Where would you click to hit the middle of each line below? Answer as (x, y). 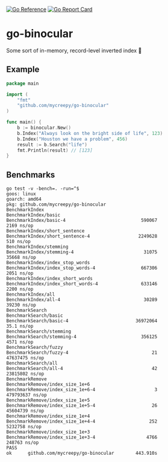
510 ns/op (19, 242)
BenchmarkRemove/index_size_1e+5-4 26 (82, 406)
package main (23, 83)
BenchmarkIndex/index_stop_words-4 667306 (82, 268)
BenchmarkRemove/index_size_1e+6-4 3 (82, 390)
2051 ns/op (20, 273)
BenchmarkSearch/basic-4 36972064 (82, 321)
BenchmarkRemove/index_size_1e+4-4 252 (82, 421)
